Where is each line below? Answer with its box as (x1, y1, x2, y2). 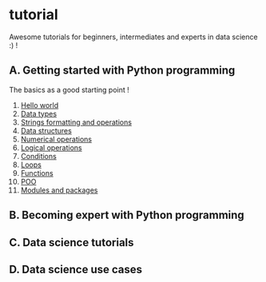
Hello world (20, 100, 59, 109)
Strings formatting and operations (20, 117, 133, 127)
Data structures (20, 125, 73, 135)
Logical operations (20, 142, 82, 153)
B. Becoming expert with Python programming (9, 209, 244, 222)
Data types (20, 109, 58, 118)
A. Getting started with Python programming (9, 64, 236, 77)
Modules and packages (20, 185, 98, 195)
